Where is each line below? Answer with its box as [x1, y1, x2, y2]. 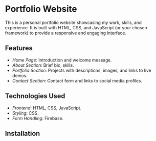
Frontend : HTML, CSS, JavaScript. [12, 105, 82, 111]
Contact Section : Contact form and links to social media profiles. [12, 78, 143, 83]
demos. [12, 72, 28, 79]
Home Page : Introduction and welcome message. [12, 57, 112, 63]
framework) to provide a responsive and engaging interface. [5, 30, 126, 36]
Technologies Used [5, 92, 65, 101]
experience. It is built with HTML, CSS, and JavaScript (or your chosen [5, 24, 148, 30]
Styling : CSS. [12, 110, 39, 116]
